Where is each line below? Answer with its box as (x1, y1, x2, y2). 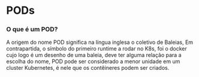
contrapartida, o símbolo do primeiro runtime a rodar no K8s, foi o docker (6, 45, 187, 52)
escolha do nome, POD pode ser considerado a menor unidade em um (6, 58, 180, 65)
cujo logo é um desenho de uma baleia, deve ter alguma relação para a (6, 52, 182, 59)
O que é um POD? (6, 25, 58, 34)
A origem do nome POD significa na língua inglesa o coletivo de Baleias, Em (6, 38, 194, 46)
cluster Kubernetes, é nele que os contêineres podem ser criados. (6, 64, 170, 72)
